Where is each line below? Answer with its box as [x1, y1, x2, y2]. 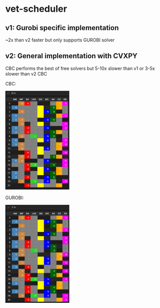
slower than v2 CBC [5, 70, 48, 77]
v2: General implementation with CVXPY [5, 52, 138, 60]
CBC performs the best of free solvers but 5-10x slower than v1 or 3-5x [5, 65, 155, 72]
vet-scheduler [5, 3, 67, 15]
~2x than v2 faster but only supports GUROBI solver [5, 37, 115, 43]
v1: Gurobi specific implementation [5, 23, 119, 32]
